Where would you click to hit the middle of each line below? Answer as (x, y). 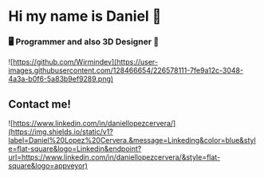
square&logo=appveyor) (48, 166)
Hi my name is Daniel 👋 (85, 16)
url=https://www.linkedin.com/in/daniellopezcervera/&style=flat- (114, 157)
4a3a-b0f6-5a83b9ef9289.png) (61, 79)
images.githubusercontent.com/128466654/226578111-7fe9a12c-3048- (126, 70)
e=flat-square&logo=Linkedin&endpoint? (75, 149)
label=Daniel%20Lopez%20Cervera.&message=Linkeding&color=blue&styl (132, 140)
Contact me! (40, 104)
